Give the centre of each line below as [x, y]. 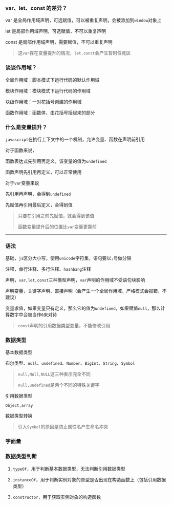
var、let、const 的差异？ [36, 8]
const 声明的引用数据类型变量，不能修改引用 [64, 326]
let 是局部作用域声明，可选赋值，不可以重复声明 [56, 31]
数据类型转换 [19, 416]
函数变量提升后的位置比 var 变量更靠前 [57, 227]
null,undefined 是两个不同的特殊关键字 [59, 385]
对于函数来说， [21, 150]
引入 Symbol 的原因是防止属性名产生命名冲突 [63, 427]
